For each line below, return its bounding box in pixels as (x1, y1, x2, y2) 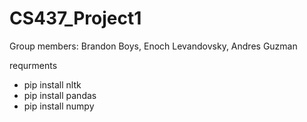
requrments (9, 59, 58, 71)
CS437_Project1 (9, 7, 142, 30)
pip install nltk (23, 78, 82, 91)
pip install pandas (23, 89, 97, 101)
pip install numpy (23, 100, 95, 112)
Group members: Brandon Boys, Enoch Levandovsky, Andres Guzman (9, 40, 298, 52)
